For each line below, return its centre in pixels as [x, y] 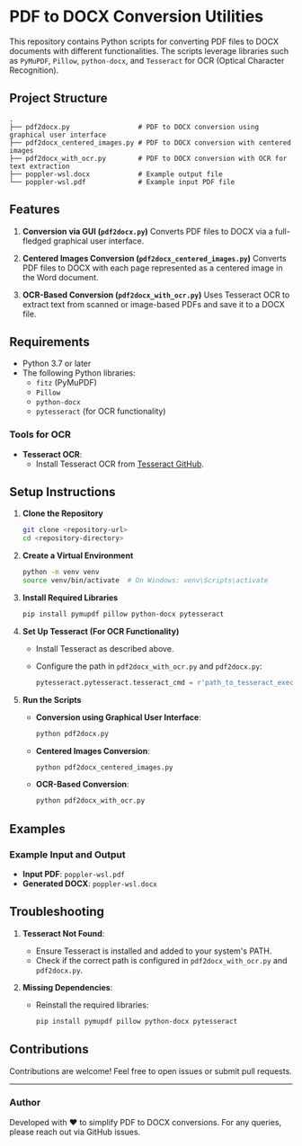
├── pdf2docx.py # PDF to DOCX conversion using [134, 127]
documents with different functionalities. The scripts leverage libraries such [149, 50]
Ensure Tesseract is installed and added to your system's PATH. [154, 951]
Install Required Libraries [70, 597]
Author [25, 1103]
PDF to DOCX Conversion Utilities [137, 17]
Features [35, 210]
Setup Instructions [62, 492]
